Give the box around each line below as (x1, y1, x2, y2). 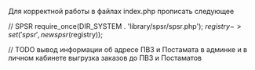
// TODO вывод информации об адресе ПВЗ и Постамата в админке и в (8, 45, 248, 54)
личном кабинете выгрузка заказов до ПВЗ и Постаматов (8, 54, 202, 62)
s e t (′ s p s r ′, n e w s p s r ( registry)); (8, 30, 104, 39)
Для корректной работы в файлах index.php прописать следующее (8, 7, 235, 16)
